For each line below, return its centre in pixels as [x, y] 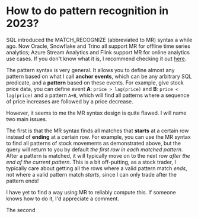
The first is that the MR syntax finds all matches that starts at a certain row [98, 131]
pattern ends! [23, 181]
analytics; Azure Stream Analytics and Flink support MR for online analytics [98, 52]
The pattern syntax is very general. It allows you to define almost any [90, 70]
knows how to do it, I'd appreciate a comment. [63, 199]
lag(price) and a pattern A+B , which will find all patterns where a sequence [98, 95]
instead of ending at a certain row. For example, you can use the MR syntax [98, 136]
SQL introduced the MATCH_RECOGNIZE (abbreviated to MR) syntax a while [99, 40]
